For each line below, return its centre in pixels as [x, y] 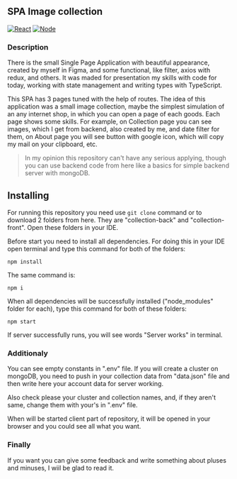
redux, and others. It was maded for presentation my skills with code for [112, 78]
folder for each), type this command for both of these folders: [97, 309]
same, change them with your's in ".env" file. [73, 405]
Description [28, 47]
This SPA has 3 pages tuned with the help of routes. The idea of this [106, 99]
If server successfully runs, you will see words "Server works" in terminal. [115, 335]
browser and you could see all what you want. [74, 426]
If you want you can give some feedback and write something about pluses [117, 460]
